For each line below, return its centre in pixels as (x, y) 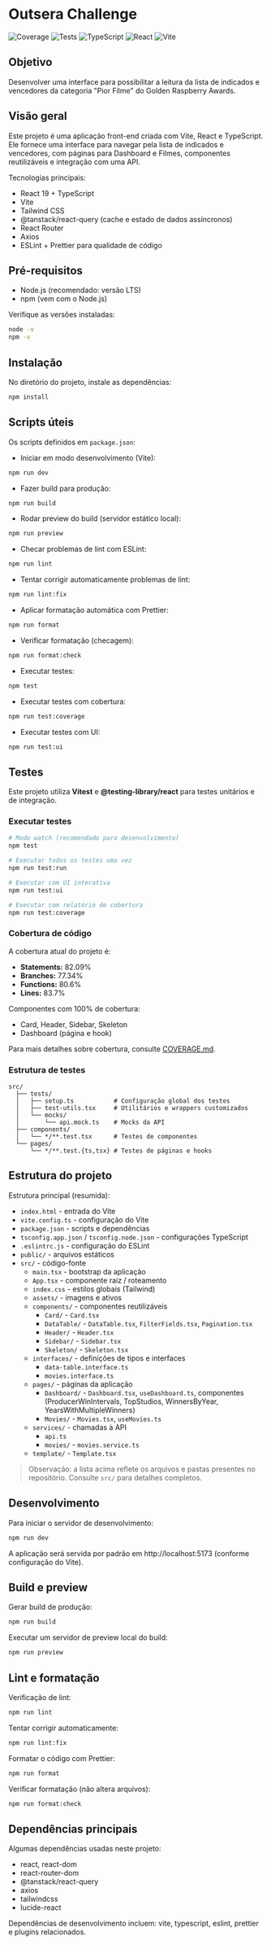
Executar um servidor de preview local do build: (88, 1637)
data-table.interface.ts (86, 1367)
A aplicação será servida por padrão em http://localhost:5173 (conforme (129, 1553)
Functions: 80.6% (51, 984)
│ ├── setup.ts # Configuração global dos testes (123, 1101)
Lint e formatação (54, 1678)
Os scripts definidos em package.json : (72, 442)
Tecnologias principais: (47, 177)
